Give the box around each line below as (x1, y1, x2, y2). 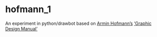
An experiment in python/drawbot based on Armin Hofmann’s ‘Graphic (5, 20, 152, 26)
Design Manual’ (5, 25, 38, 31)
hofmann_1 (5, 4, 51, 15)
